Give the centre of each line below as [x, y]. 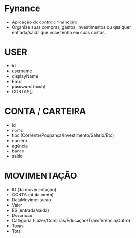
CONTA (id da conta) [33, 195]
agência [19, 146]
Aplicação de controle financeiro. [45, 22]
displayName [25, 76]
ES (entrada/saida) [30, 210]
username [22, 71]
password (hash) [29, 87]
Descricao [22, 215]
